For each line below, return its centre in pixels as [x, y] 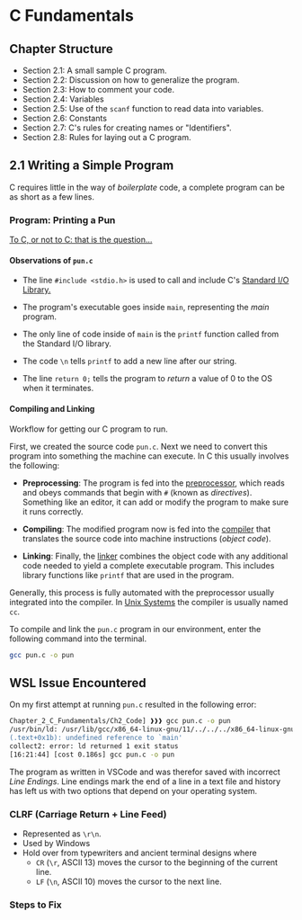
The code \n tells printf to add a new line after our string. [129, 362]
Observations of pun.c [51, 260]
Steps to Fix [36, 905]
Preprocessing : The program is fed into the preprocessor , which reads [153, 483]
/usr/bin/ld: [34, 729]
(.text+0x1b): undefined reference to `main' [96, 737]
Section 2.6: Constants [65, 118]
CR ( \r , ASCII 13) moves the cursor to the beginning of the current [157, 862]
